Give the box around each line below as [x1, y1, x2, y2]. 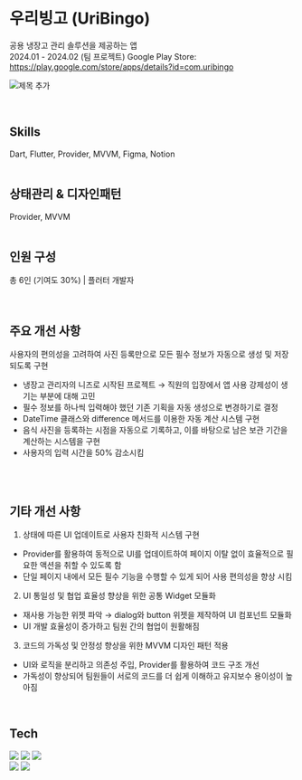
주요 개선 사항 [9, 323, 81, 338]
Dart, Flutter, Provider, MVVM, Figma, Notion [9, 148, 175, 159]
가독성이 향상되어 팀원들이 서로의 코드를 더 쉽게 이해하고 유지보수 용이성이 [22, 671, 284, 681]
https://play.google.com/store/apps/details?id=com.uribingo [9, 61, 234, 72]
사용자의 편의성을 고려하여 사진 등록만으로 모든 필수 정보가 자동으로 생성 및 [9, 349, 273, 360]
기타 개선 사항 [9, 503, 81, 518]
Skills [9, 124, 41, 140]
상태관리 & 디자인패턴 [9, 186, 122, 202]
